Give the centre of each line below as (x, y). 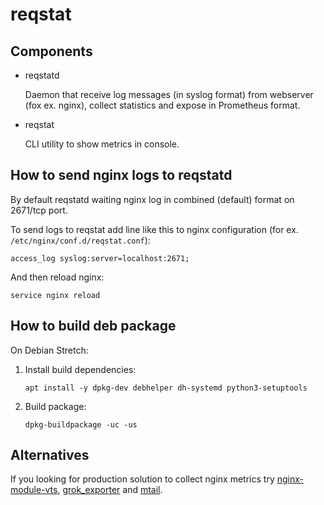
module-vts (34, 490)
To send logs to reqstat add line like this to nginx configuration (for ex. (154, 229)
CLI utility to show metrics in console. (102, 144)
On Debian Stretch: (49, 350)
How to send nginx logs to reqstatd (121, 175)
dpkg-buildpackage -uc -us (81, 424)
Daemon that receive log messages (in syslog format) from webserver (169, 94)
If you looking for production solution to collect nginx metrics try (142, 479)
